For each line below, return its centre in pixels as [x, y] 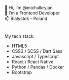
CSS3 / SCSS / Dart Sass [37, 51]
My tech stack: [20, 36]
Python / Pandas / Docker [38, 67]
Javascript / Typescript [35, 56]
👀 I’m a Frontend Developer [32, 13]
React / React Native [33, 62]
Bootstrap [22, 72]
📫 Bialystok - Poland [26, 18]
